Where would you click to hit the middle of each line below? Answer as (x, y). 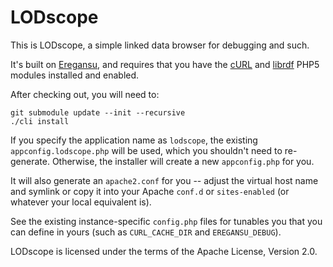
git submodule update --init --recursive (98, 112)
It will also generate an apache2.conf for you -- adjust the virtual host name (164, 180)
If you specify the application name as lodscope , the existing (134, 140)
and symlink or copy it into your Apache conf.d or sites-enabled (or (150, 191)
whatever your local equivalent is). (81, 202)
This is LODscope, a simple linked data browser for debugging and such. (160, 45)
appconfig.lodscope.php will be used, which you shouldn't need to (146, 150)
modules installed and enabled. (75, 75)
